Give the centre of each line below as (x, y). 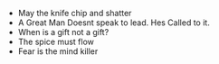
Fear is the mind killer (58, 51)
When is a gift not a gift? (63, 32)
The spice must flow (56, 41)
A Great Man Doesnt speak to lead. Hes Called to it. (114, 23)
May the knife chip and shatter (75, 13)
